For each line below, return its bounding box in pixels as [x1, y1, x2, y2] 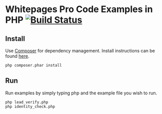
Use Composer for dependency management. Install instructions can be [5, 48, 155, 53]
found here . [5, 53, 29, 59]
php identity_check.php [5, 104, 56, 109]
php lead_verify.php [5, 99, 49, 104]
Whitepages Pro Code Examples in [5, 4, 153, 15]
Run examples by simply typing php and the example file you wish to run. [5, 90, 157, 96]
